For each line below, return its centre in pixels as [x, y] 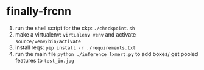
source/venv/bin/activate [48, 41]
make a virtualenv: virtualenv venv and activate [76, 34]
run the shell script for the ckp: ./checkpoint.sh [75, 28]
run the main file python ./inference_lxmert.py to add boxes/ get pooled [107, 54]
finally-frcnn [39, 11]
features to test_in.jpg [44, 60]
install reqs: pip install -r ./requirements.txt [75, 47]
